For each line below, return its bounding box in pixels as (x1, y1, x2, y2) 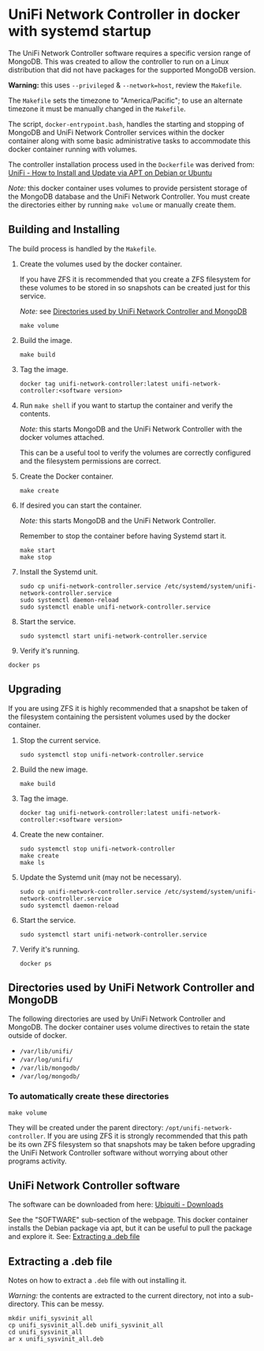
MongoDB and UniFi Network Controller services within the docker (8, 128, 225, 137)
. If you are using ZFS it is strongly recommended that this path (43, 1131, 248, 1141)
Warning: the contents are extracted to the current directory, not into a (8, 1291, 237, 1301)
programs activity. (8, 1156, 67, 1166)
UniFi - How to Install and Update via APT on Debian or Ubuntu (8, 168, 213, 177)
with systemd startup (8, 22, 152, 40)
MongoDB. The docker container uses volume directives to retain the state (8, 1022, 250, 1032)
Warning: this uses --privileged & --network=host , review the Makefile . (8, 80, 242, 90)
